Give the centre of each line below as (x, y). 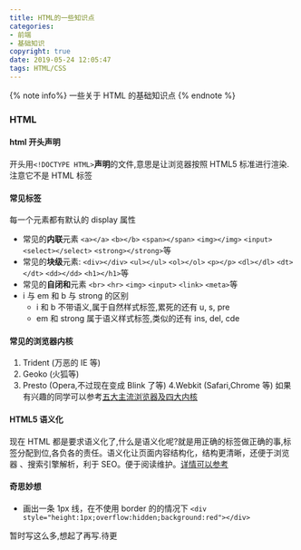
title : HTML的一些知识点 (52, 18)
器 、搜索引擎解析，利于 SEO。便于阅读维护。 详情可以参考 (119, 464)
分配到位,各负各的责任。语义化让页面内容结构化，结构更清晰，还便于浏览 (153, 452)
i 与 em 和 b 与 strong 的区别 (76, 296)
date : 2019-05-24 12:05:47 (60, 60)
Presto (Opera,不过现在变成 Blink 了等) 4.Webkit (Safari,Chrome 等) (148, 386)
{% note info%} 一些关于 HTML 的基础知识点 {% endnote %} (122, 95)
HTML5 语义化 (36, 419)
